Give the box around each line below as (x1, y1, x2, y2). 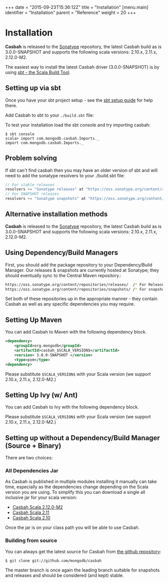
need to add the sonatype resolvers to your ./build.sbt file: (5, 172, 125, 178)
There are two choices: (5, 455, 53, 461)
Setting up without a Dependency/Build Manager (5, 433, 160, 442)
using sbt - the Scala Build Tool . (5, 69, 71, 75)
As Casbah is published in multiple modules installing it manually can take (5, 478, 157, 485)
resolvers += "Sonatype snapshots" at (5, 196, 86, 201)
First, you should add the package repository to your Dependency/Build (5, 261, 152, 267)
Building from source (5, 537, 57, 544)
